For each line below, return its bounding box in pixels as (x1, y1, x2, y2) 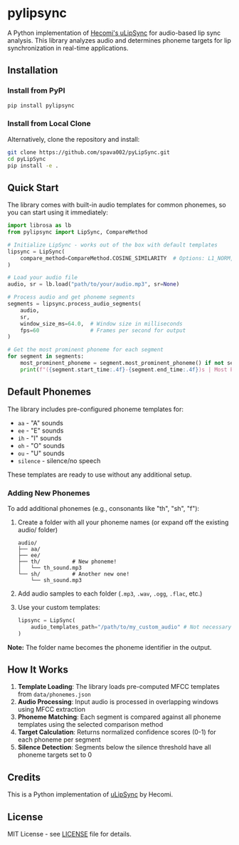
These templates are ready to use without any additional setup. (7, 470, 192, 479)
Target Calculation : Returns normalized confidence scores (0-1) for (17, 728, 216, 737)
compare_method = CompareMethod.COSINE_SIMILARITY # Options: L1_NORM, (20, 254, 234, 261)
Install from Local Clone (7, 119, 91, 129)
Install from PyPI (7, 85, 65, 95)
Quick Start (7, 182, 59, 194)
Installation (7, 64, 58, 76)
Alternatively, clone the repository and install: (7, 135, 140, 143)
